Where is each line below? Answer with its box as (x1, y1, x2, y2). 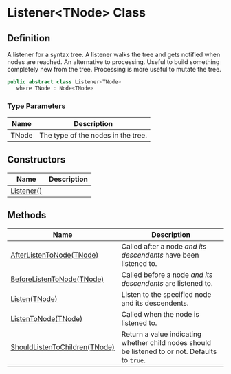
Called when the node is (121, 309, 199, 319)
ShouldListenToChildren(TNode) (10, 342, 115, 352)
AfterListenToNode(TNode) (10, 250, 99, 260)
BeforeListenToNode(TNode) (10, 274, 104, 284)
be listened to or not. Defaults (121, 346, 217, 356)
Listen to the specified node (121, 289, 212, 299)
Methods (7, 209, 47, 221)
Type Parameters (7, 101, 66, 111)
